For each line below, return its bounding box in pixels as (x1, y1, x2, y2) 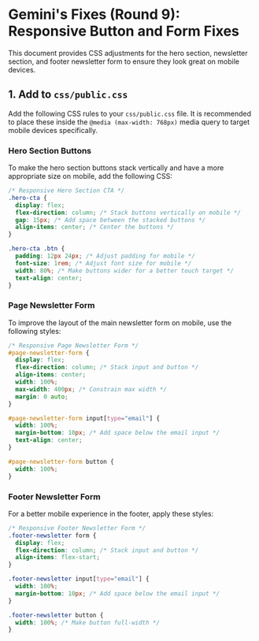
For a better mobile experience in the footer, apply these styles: (8, 509, 214, 518)
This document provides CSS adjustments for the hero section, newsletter (8, 48, 248, 57)
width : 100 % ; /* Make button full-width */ (15, 618, 160, 627)
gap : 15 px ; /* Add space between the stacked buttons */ (15, 216, 206, 224)
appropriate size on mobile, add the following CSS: (8, 172, 173, 181)
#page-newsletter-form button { (8, 458, 114, 465)
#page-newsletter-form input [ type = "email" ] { (8, 414, 160, 422)
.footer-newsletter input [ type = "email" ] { (8, 575, 150, 584)
